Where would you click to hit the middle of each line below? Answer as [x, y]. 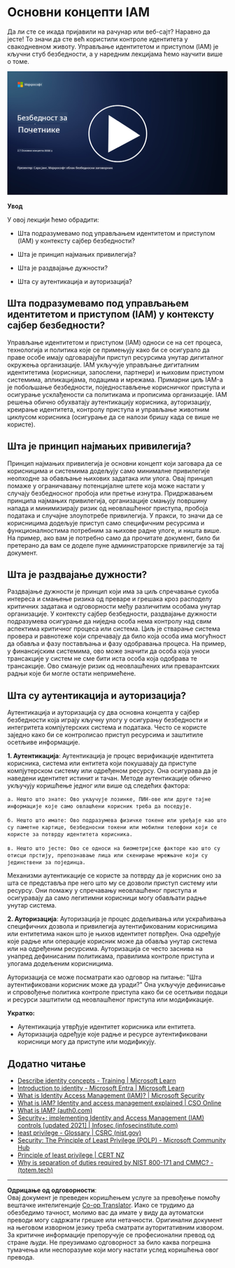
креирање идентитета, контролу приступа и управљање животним [108, 409]
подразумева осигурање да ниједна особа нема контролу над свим [109, 621]
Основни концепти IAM [79, 12]
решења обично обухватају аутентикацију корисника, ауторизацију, [109, 402]
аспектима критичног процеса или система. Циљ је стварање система [114, 629]
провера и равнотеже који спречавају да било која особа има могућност [117, 636]
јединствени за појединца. [47, 863]
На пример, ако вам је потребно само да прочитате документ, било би [114, 538]
